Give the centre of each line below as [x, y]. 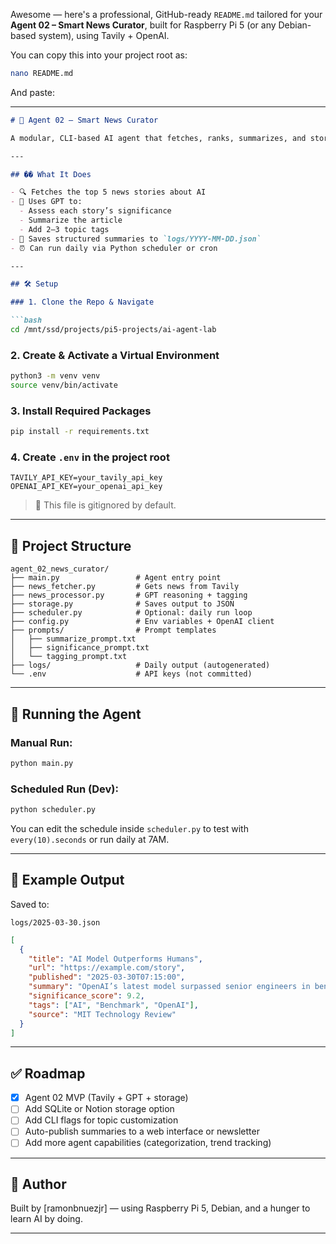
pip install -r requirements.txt [80, 432]
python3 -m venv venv [55, 376]
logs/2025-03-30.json [55, 922]
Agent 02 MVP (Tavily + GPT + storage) [106, 1098]
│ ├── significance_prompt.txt [80, 648]
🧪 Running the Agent [76, 714]
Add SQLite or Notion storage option [99, 1109]
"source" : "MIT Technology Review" [102, 1014]
